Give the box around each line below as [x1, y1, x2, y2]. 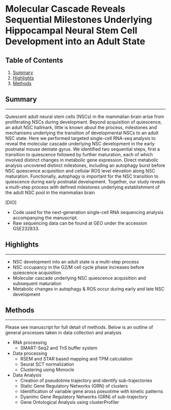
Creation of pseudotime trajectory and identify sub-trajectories [20, 377, 153, 383]
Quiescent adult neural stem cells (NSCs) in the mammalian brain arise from [5, 113, 164, 119]
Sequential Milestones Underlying [5, 14, 153, 26]
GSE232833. [12, 225, 40, 231]
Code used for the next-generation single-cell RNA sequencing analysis [12, 209, 164, 215]
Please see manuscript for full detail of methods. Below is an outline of [5, 324, 154, 330]
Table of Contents [5, 56, 64, 64]
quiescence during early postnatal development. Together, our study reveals [5, 178, 165, 184]
